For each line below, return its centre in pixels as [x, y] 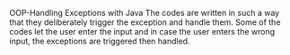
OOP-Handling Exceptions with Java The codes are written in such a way [145, 13]
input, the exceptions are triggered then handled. [100, 41]
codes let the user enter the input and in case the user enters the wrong [142, 31]
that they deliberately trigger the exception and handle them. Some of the [145, 22]
